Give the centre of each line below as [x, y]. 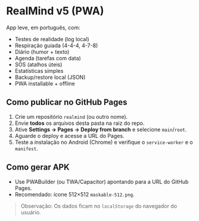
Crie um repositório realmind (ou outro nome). [71, 116]
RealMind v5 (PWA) [55, 11]
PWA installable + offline [45, 83]
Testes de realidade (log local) [52, 39]
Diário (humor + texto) [42, 51]
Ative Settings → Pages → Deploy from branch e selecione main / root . [101, 129]
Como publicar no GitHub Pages [67, 102]
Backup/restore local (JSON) [50, 77]
